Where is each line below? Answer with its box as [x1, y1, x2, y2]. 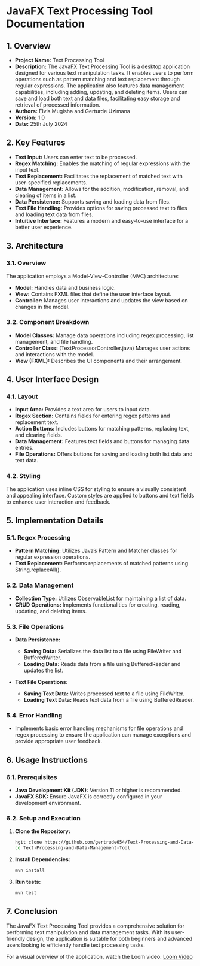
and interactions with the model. [14, 350, 94, 358]
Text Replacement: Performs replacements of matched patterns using [14, 560, 189, 567]
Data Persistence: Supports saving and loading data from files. [14, 198, 171, 205]
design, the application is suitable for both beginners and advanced [26, 935, 193, 942]
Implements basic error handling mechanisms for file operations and [14, 725, 183, 732]
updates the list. [23, 667, 64, 674]
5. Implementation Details [6, 516, 104, 526]
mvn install [14, 867, 45, 874]
